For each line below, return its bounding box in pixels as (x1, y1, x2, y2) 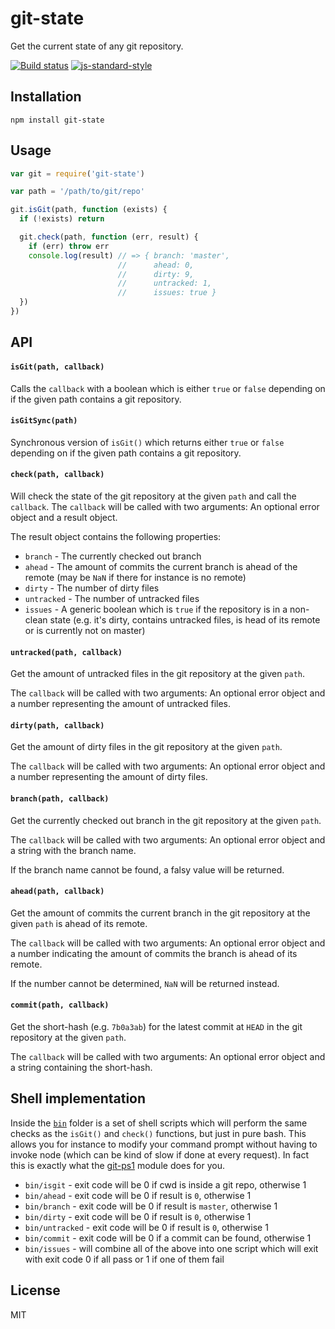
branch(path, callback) (10, 793, 110, 804)
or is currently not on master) (24, 624, 146, 636)
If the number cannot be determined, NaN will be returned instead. (10, 977, 280, 989)
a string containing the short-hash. (10, 1061, 153, 1073)
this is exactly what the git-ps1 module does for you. (10, 1159, 226, 1171)
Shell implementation (10, 1090, 147, 1107)
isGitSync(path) (10, 416, 78, 426)
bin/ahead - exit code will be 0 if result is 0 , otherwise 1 (24, 1189, 252, 1201)
